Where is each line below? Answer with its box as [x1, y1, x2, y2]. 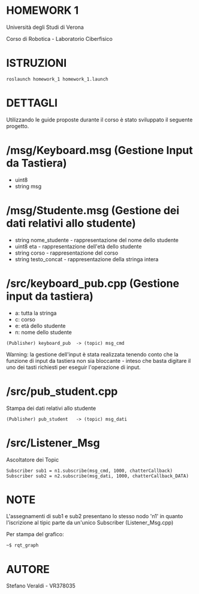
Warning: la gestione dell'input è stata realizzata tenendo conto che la [6, 350, 179, 358]
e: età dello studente [14, 322, 66, 329]
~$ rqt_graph [6, 542, 39, 548]
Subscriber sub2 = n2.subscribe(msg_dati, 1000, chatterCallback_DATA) [6, 473, 189, 479]
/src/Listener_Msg [6, 436, 100, 450]
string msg [14, 182, 42, 190]
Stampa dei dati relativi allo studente [6, 404, 97, 412]
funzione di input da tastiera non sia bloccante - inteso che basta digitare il [6, 357, 191, 364]
